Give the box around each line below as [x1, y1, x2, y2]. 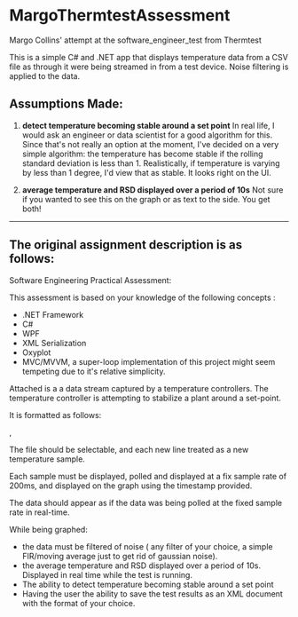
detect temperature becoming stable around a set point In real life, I [21, 120, 275, 131]
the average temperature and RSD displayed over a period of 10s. [21, 560, 262, 571]
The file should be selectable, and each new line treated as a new [9, 444, 249, 455]
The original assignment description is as [9, 237, 242, 253]
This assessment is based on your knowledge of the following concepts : [9, 292, 277, 303]
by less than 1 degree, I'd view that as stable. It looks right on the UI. [21, 167, 272, 178]
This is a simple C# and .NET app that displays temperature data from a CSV [9, 51, 288, 62]
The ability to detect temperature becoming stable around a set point [21, 579, 274, 589]
